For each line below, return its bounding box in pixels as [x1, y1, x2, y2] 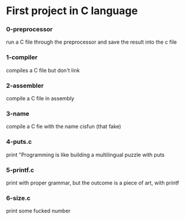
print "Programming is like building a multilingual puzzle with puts [6, 151, 165, 158]
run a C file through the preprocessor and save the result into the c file [6, 38, 177, 45]
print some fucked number [6, 208, 71, 215]
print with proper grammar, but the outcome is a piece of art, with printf [6, 179, 180, 186]
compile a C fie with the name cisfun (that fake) [6, 123, 121, 130]
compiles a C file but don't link [6, 67, 80, 74]
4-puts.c [6, 137, 32, 146]
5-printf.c [6, 166, 34, 174]
